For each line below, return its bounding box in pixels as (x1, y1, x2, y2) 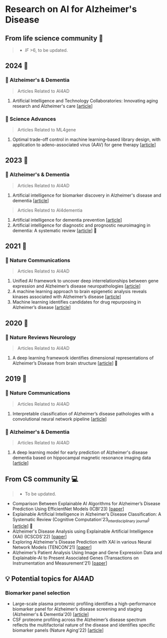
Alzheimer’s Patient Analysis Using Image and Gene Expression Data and (12, 549, 163, 555)
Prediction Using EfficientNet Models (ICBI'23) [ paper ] (12, 506, 125, 512)
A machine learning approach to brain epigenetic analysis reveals (12, 289, 147, 295)
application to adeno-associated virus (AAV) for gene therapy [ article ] (12, 141, 156, 148)
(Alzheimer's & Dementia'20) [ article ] (12, 612, 89, 618)
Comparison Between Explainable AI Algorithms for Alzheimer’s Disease (12, 500, 161, 506)
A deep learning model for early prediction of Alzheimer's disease (12, 449, 148, 455)
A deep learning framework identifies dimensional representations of (12, 355, 154, 361)
